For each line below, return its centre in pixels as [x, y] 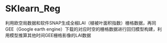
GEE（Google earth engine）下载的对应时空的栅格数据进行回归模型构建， [81, 29]
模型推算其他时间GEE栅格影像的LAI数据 [50, 35]
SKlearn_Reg [33, 9]
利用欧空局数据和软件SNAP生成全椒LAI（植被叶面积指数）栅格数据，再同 [81, 23]
